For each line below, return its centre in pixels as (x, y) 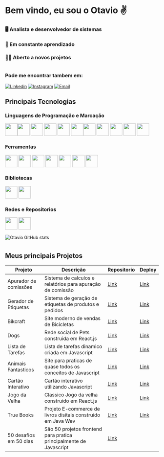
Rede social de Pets (67, 332)
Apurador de (22, 281)
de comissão (59, 290)
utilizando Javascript (68, 387)
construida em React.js (71, 338)
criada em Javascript (69, 352)
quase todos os (62, 366)
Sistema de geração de (71, 298)
